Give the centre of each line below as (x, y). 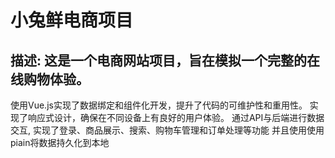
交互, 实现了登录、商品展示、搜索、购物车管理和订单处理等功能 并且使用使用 (167, 130)
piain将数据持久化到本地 (60, 142)
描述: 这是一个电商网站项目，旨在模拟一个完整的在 (165, 60)
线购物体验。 (50, 79)
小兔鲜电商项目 (72, 20)
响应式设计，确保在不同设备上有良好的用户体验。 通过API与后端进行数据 (176, 117)
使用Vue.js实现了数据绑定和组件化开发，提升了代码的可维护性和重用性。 (159, 105)
